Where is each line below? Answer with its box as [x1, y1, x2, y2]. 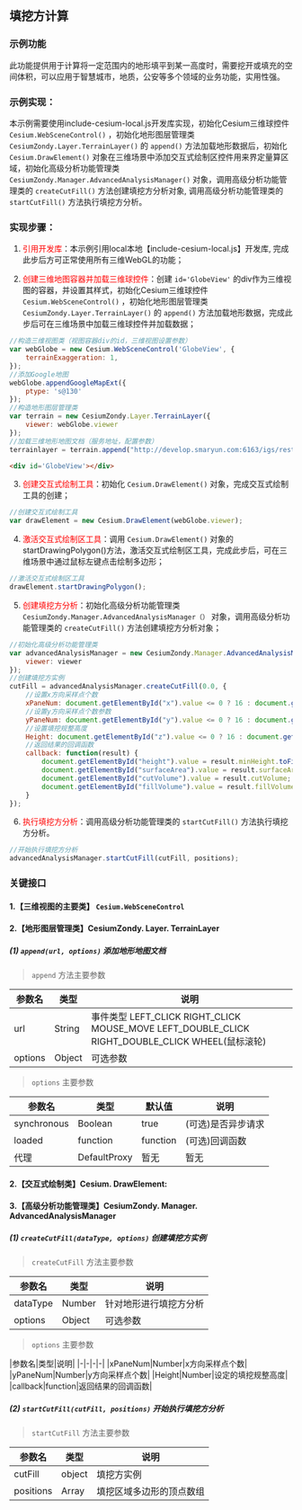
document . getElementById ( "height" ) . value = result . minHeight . [41, 758, 280, 767]
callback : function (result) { [25, 749, 139, 758]
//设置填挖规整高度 [25, 724, 88, 733]
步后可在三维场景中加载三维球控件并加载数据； [22, 318, 196, 330]
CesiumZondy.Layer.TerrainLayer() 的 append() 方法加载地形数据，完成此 [22, 307, 293, 318]
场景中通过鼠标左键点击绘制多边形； [30, 556, 164, 567]
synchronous [13, 1117, 69, 1130]
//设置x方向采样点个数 [25, 690, 99, 699]
